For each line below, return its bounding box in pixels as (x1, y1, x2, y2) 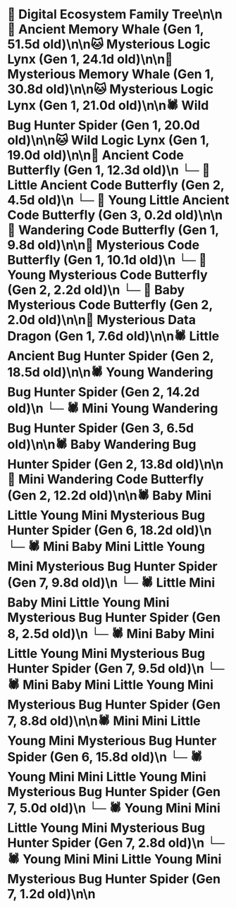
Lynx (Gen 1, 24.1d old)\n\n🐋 (7, 51, 173, 68)
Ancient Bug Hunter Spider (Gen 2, (7, 348, 214, 364)
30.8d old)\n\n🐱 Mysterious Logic (7, 81, 214, 97)
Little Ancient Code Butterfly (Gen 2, (7, 178, 225, 193)
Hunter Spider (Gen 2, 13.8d (7, 456, 173, 473)
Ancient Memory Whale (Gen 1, (18, 21, 204, 37)
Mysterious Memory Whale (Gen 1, (7, 66, 214, 82)
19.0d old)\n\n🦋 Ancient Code (7, 147, 185, 163)
